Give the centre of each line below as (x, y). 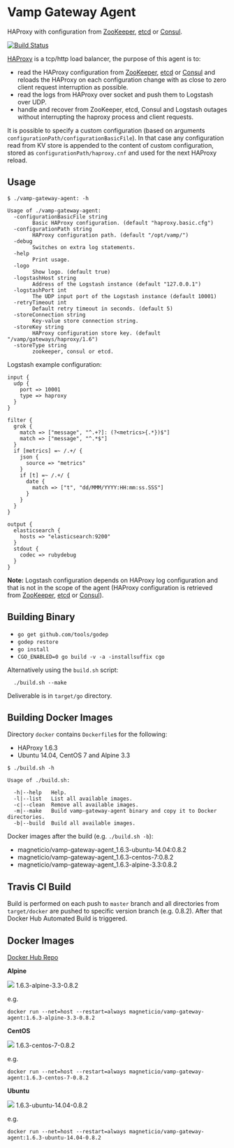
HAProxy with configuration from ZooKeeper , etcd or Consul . (95, 31)
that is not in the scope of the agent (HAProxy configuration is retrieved (110, 587)
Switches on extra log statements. (84, 247)
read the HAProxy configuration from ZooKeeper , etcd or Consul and (116, 72)
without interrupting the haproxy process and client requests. (105, 117)
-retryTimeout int (41, 302)
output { (20, 524)
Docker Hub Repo (33, 957)
